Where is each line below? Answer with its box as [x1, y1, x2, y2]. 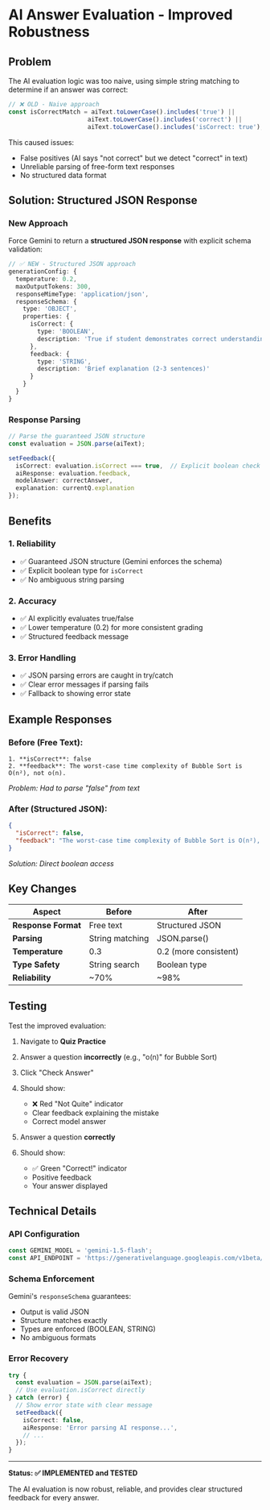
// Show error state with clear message [15, 1401, 153, 1409]
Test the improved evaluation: [8, 1021, 107, 1031]
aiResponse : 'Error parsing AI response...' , [22, 1424, 178, 1432]
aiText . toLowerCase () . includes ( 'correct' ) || [87, 115, 243, 123]
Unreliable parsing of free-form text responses [19, 161, 175, 171]
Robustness [8, 23, 90, 41]
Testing [8, 999, 47, 1013]
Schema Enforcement [8, 1273, 95, 1284]
